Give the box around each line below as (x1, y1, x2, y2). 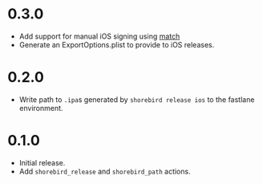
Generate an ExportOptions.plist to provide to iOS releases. (18, 39, 215, 49)
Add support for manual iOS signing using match (18, 31, 180, 41)
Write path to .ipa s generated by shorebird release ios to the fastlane (18, 94, 255, 104)
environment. (18, 103, 63, 112)
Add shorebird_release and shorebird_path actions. (18, 166, 191, 176)
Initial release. (18, 157, 66, 167)
